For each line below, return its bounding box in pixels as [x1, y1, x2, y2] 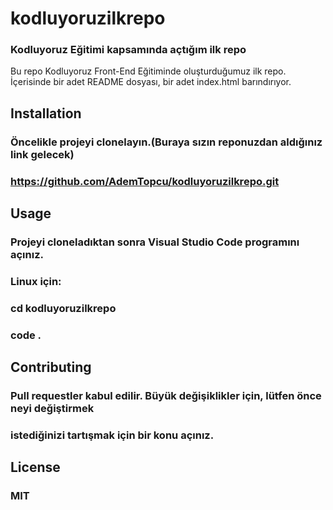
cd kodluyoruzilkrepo [10, 301, 117, 315]
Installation [10, 105, 82, 122]
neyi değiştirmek [10, 402, 95, 416]
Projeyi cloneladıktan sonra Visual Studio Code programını [10, 235, 300, 249]
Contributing [10, 359, 92, 376]
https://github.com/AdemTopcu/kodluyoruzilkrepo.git [10, 174, 280, 188]
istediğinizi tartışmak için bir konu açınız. [10, 428, 215, 442]
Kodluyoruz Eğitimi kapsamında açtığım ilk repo [10, 43, 247, 57]
